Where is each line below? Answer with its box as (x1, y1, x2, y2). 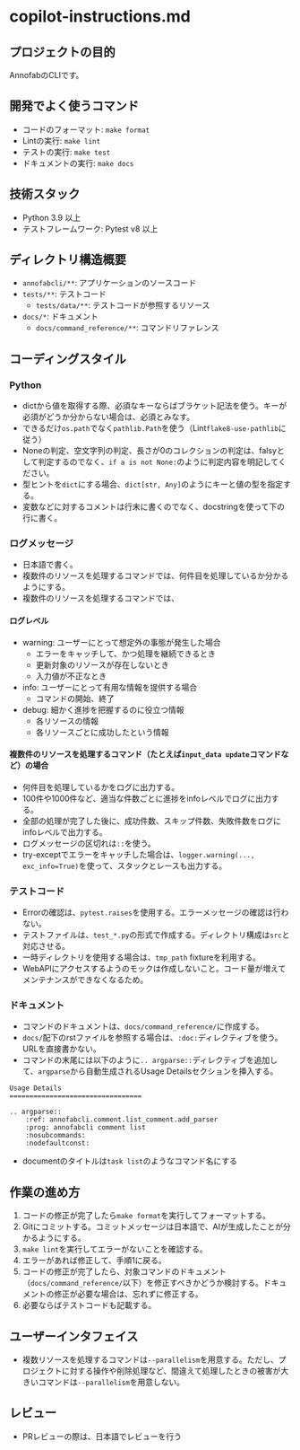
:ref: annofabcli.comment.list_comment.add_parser (25, 1115, 219, 1124)
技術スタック (9, 187, 81, 202)
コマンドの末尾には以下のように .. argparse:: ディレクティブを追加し (21, 1055, 279, 1066)
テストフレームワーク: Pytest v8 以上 (21, 223, 159, 234)
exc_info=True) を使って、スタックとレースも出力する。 (21, 860, 227, 871)
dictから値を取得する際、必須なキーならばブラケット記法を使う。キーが (21, 400, 287, 411)
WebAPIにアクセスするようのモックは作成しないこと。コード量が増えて (21, 963, 287, 974)
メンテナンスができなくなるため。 (21, 974, 149, 985)
